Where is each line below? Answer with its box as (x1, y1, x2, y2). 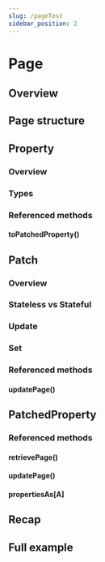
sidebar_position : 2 (8, 19, 78, 28)
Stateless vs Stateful (8, 299, 92, 311)
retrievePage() (8, 452, 58, 462)
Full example (8, 540, 74, 554)
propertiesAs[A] (8, 489, 65, 499)
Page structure (8, 114, 86, 128)
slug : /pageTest (8, 11, 63, 20)
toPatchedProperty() (8, 230, 80, 239)
